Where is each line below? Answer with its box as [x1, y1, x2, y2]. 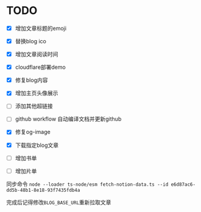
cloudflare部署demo [15, 63, 66, 71]
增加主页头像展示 [15, 90, 58, 97]
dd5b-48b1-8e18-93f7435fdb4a [6, 187, 80, 193]
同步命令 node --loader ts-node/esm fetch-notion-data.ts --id [6, 180, 169, 188]
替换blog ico [15, 38, 47, 44]
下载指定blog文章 [15, 141, 59, 149]
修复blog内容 [15, 77, 48, 84]
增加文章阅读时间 [15, 51, 58, 58]
